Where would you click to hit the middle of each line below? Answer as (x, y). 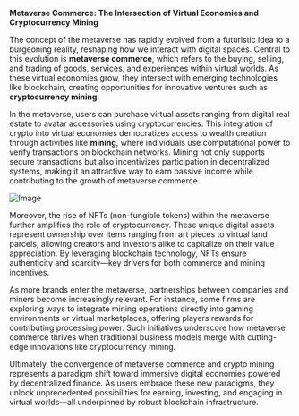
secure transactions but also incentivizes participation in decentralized (140, 161)
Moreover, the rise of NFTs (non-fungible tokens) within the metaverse (140, 215)
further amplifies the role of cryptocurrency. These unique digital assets (142, 225)
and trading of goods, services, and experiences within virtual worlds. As (144, 68)
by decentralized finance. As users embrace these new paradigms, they (142, 383)
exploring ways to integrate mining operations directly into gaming (131, 309)
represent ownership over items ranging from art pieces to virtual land (138, 234)
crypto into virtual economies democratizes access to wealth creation (138, 133)
